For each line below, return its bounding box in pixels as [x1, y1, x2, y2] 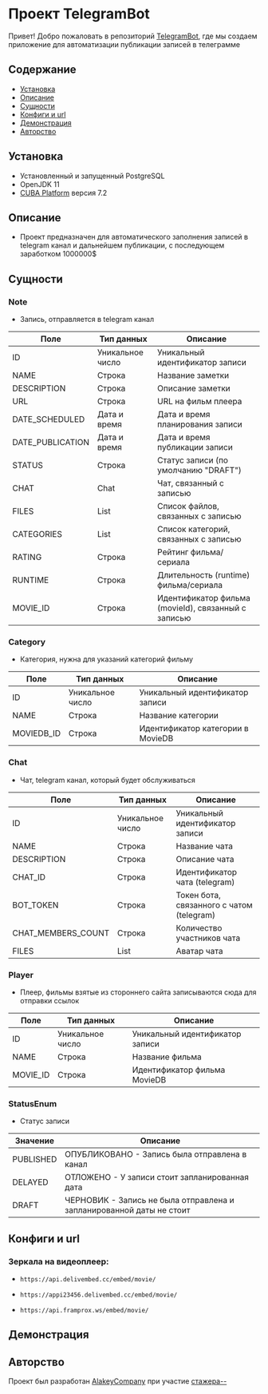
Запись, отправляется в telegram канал [19, 315, 154, 324]
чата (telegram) [175, 876, 235, 888]
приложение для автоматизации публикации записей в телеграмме [8, 39, 241, 49]
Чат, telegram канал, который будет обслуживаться [19, 775, 195, 784]
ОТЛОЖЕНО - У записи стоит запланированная [65, 1172, 250, 1183]
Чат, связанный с [156, 478, 225, 489]
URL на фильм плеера [156, 396, 242, 407]
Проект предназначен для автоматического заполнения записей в [19, 232, 249, 242]
